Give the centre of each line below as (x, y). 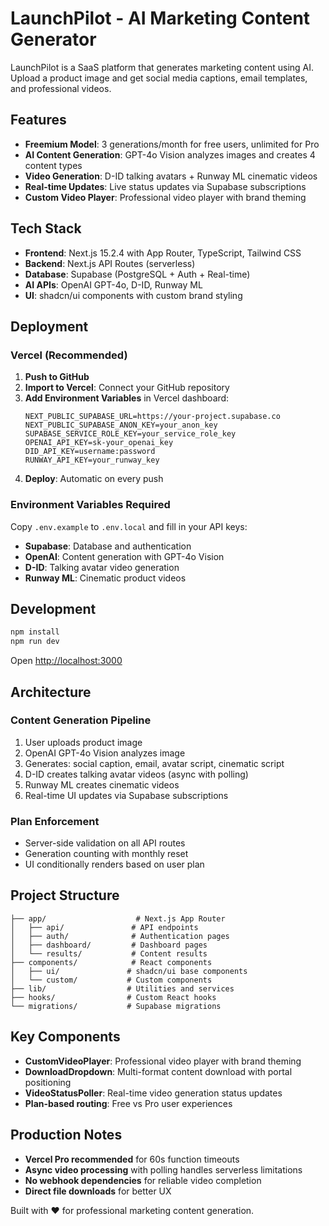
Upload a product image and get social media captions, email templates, (159, 78)
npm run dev (35, 642)
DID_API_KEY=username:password (90, 452)
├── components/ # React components (111, 962)
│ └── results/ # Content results (109, 953)
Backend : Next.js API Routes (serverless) (110, 263)
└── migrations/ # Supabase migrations (116, 1006)
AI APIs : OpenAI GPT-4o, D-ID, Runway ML (113, 284)
